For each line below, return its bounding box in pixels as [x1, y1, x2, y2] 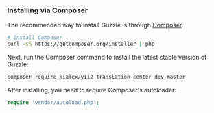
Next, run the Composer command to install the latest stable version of [7, 53, 207, 62]
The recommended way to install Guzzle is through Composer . [7, 21, 184, 29]
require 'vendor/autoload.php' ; [7, 99, 99, 106]
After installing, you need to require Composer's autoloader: [7, 86, 177, 94]
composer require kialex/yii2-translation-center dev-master [7, 74, 186, 81]
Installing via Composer [7, 5, 88, 15]
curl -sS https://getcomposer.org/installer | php [7, 40, 155, 48]
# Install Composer [7, 34, 63, 41]
